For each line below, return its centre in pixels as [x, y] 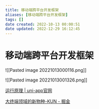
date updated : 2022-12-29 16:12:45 [43, 29]
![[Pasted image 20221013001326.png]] [46, 80]
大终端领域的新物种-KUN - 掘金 [38, 101]
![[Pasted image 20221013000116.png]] [46, 70]
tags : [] [14, 19]
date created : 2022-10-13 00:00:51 [43, 24]
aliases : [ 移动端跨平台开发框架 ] [37, 15]
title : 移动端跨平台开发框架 [32, 10]
